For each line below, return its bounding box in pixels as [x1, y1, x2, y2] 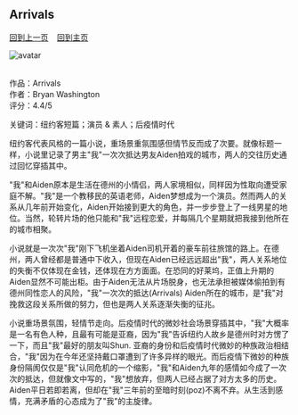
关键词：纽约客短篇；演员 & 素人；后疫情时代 [9, 119, 175, 129]
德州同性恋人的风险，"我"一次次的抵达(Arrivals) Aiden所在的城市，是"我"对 [9, 287, 284, 298]
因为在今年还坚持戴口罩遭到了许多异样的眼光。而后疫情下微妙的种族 [39, 351, 290, 361]
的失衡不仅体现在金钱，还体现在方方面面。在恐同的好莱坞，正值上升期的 [9, 265, 274, 276]
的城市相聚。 [9, 223, 56, 235]
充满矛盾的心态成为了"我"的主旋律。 [24, 395, 157, 406]
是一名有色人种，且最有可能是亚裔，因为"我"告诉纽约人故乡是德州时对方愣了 [9, 328, 290, 339]
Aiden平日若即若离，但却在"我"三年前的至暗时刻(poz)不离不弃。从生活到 [9, 384, 276, 395]
